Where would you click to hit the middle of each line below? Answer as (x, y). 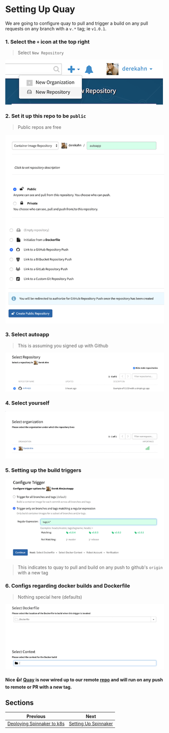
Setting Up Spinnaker (91, 724)
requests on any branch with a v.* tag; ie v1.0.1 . (56, 28)
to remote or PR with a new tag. (39, 687)
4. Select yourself (27, 403)
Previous (36, 716)
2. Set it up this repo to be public (46, 116)
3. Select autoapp (27, 334)
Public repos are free (39, 127)
